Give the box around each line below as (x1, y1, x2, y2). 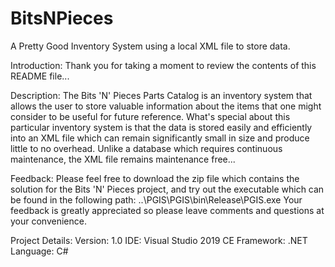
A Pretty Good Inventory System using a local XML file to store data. (10, 40, 291, 52)
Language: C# (10, 245, 69, 257)
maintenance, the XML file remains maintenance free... (10, 153, 236, 165)
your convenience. (10, 215, 87, 227)
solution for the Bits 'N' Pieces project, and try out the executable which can (10, 183, 325, 195)
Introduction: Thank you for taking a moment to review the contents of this (10, 59, 317, 71)
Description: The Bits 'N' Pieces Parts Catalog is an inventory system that (10, 89, 313, 101)
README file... (10, 70, 70, 82)
